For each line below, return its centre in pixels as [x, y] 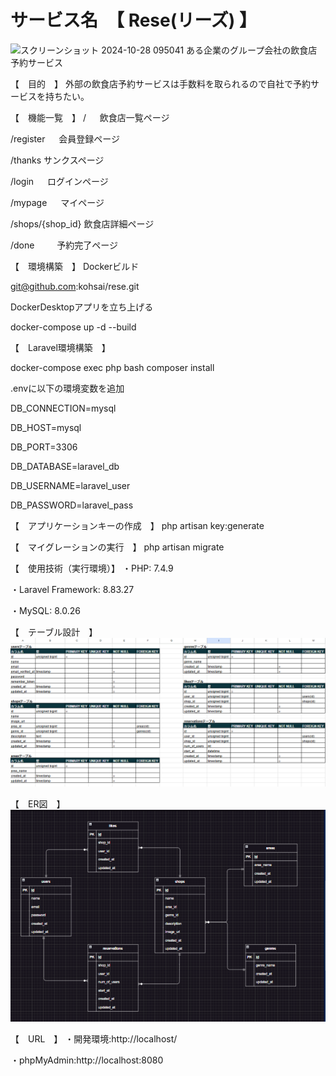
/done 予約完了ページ [64, 245]
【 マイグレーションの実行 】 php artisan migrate [117, 547]
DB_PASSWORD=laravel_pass [72, 505]
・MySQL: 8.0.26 [45, 610]
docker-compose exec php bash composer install [112, 367]
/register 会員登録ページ [65, 138]
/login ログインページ [59, 181]
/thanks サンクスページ [57, 160]
